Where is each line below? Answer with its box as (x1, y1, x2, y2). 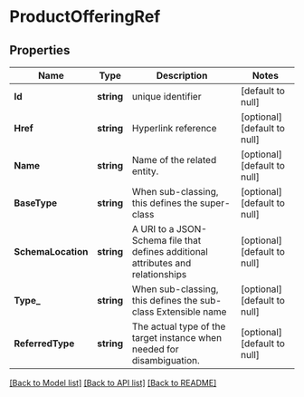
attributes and (131, 257, 192, 269)
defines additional (131, 246, 208, 257)
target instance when (131, 332, 223, 344)
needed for (131, 343, 179, 355)
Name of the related (131, 154, 217, 166)
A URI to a (131, 223, 175, 235)
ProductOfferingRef (9, 6, 161, 27)
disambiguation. (131, 354, 201, 366)
